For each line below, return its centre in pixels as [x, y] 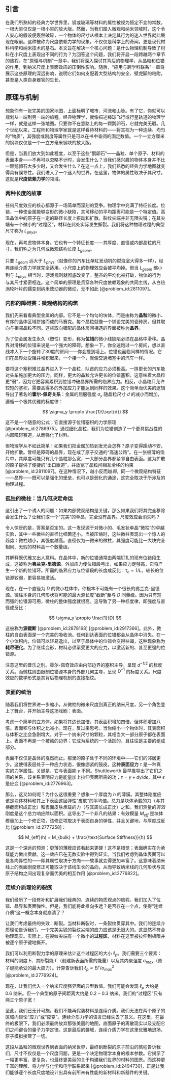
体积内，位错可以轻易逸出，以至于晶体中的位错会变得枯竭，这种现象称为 [90, 641]
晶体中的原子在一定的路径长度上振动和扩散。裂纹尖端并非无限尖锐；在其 [85, 218]
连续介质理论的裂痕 [29, 887]
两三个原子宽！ [21, 999]
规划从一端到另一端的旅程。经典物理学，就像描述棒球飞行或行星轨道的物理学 [85, 117]
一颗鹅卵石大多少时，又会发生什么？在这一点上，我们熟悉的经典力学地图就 [83, 166]
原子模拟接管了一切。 [27, 1036]
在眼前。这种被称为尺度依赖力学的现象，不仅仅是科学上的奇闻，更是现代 [85, 41]
